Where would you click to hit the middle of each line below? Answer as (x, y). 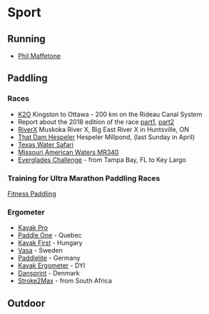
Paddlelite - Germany (49, 258)
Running (27, 39)
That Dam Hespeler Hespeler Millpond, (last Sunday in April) (106, 137)
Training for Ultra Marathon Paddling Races (84, 178)
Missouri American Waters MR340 (68, 152)
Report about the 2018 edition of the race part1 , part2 (96, 121)
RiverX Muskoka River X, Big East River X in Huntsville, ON (103, 129)
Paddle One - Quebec (50, 235)
